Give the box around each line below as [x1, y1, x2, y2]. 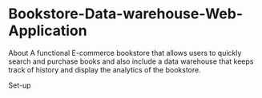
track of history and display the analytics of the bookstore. [8, 65, 202, 74]
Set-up [8, 80, 31, 90]
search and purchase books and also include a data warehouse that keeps [8, 57, 254, 66]
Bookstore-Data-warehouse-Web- [8, 5, 243, 23]
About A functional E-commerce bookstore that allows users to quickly [8, 48, 242, 57]
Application [8, 22, 87, 40]
